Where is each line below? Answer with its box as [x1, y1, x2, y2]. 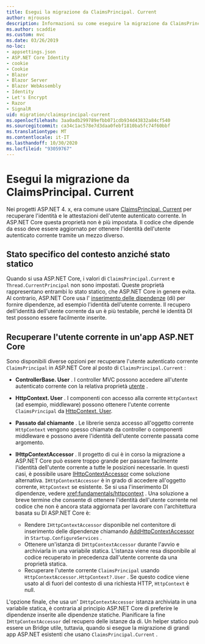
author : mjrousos [6, 15, 51, 21]
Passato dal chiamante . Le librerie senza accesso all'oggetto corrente [15, 419, 194, 426]
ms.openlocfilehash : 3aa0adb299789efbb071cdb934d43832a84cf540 [6, 117, 171, 123]
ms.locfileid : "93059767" [6, 145, 72, 152]
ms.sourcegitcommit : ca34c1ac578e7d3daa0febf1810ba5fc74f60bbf [6, 123, 171, 129]
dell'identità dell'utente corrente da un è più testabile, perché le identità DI [6, 308, 193, 315]
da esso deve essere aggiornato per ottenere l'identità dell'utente [6, 225, 171, 232]
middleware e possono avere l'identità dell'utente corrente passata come [15, 433, 199, 440]
